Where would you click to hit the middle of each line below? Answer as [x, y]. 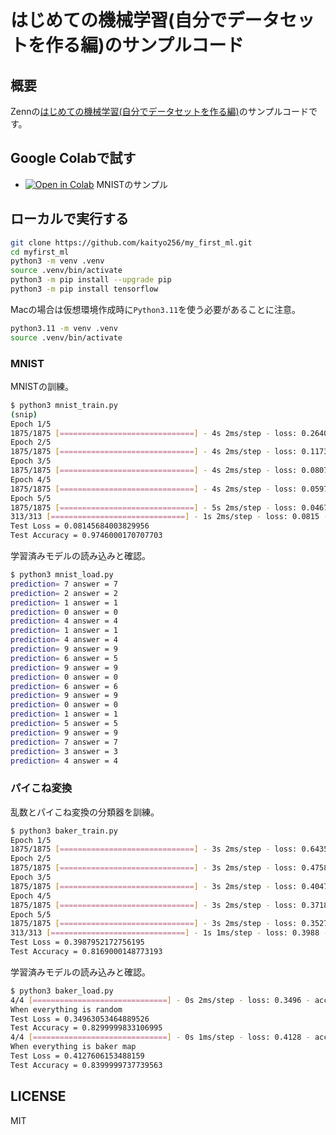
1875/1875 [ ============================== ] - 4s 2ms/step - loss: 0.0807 [169, 471]
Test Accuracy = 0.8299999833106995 [86, 1028]
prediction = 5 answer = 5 [64, 724]
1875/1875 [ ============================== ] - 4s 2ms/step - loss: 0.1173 [169, 452]
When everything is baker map [73, 1047]
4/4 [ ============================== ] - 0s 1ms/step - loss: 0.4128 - [160, 1037]
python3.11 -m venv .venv [64, 328]
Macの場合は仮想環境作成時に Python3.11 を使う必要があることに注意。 [156, 309]
